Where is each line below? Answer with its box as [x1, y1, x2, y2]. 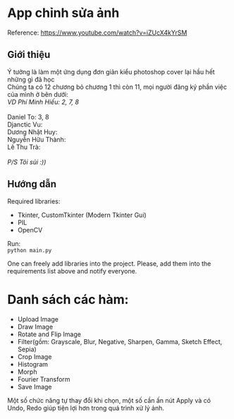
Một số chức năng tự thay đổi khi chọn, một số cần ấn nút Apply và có [7, 396, 211, 404]
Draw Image [17, 322, 54, 331]
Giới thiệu [7, 49, 51, 61]
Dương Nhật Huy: [7, 127, 58, 136]
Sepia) [17, 345, 37, 353]
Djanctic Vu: [7, 120, 43, 129]
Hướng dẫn [7, 178, 57, 190]
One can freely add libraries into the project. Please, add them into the [7, 259, 211, 268]
